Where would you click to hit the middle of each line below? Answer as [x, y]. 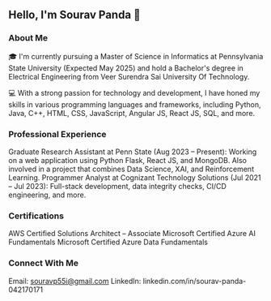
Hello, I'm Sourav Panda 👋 [75, 15]
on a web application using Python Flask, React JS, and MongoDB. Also [127, 160]
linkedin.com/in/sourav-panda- [195, 281]
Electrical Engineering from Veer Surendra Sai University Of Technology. [129, 76]
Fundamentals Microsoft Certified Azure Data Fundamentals [108, 242]
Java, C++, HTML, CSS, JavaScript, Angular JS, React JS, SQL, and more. [132, 113]
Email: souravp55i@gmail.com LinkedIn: [75, 281]
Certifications [36, 216]
